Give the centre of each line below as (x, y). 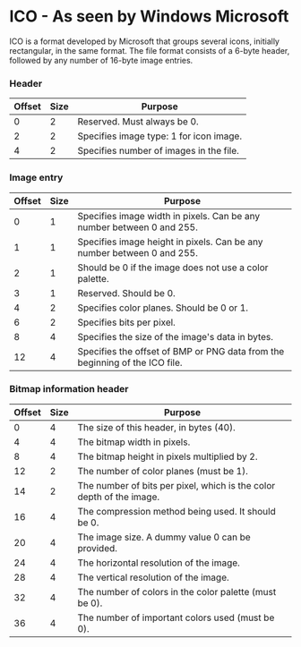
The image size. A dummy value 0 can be (164, 537)
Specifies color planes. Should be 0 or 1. (163, 308)
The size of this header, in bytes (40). (156, 427)
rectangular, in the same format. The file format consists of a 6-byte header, (150, 50)
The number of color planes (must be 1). (163, 471)
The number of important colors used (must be (176, 617)
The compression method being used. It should (176, 511)
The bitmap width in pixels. (134, 442)
